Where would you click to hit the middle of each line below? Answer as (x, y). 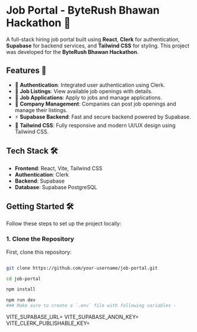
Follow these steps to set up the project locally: (64, 224)
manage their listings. (41, 110)
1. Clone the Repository (40, 239)
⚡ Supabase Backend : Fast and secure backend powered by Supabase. (103, 117)
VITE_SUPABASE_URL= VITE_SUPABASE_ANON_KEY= (73, 317)
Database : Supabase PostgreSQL (56, 187)
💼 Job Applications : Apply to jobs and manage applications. (88, 97)
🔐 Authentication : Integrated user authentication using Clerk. (90, 85)
